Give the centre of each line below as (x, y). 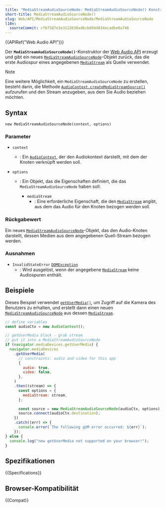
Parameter (18, 137)
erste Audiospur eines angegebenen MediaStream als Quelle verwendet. (78, 62)
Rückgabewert (23, 220)
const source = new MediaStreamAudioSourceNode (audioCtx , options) (89, 409)
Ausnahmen (20, 254)
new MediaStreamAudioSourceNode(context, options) (58, 124)
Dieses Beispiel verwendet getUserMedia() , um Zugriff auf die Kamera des (81, 302)
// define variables (26, 322)
